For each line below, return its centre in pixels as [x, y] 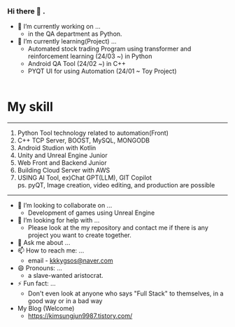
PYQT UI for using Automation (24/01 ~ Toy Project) [102, 71]
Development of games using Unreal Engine [91, 213]
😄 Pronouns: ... [40, 268]
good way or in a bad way [65, 301]
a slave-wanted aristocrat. [65, 276]
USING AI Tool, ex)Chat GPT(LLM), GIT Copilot [85, 178]
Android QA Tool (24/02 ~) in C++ [77, 64]
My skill [30, 107]
